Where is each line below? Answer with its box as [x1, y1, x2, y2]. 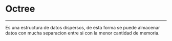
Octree [5, 3, 35, 15]
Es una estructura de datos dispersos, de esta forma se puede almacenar [5, 24, 160, 30]
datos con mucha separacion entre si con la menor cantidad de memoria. [5, 30, 160, 36]
